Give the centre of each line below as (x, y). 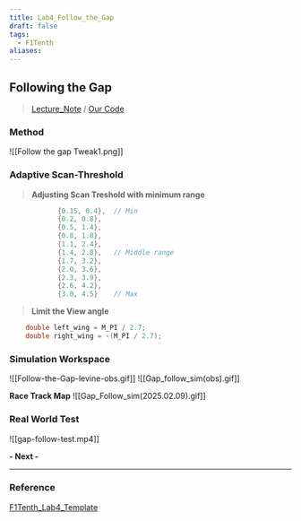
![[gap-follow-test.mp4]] (55, 439)
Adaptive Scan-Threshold (66, 175)
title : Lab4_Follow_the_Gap (62, 17)
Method (27, 132)
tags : (19, 34)
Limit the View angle (70, 311)
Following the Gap (60, 87)
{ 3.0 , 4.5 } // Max (98, 294)
